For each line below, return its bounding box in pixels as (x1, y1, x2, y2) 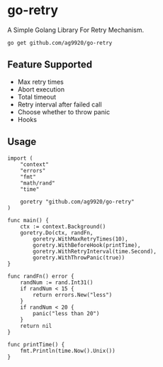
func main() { (7, 217, 50, 224)
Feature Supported (7, 59, 93, 71)
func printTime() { (7, 341, 65, 348)
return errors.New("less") (33, 291, 113, 298)
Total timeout (17, 92, 57, 101)
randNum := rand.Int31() (20, 279, 94, 286)
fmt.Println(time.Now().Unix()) (20, 347, 116, 354)
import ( (7, 155, 33, 162)
